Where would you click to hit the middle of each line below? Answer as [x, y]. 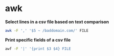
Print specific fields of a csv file [38, 40]
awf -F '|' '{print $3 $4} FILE [38, 49]
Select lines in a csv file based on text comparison [57, 22]
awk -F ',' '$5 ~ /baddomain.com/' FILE [47, 30]
